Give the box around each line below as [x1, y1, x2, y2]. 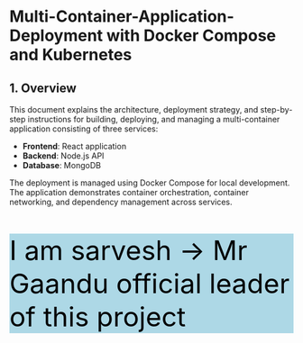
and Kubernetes [9, 45, 133, 65]
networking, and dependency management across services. [9, 196, 233, 207]
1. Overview [9, 80, 77, 95]
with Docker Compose [106, 25, 277, 46]
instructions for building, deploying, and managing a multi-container [27, 114, 280, 124]
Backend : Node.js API [22, 150, 105, 161]
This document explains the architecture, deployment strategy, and [9, 104, 259, 114]
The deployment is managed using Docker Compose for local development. [9, 177, 290, 188]
